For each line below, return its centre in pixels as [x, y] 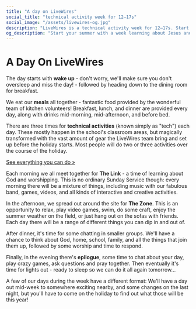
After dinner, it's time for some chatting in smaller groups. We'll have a [90, 234]
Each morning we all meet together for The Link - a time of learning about [95, 174]
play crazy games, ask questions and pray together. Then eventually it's [92, 263]
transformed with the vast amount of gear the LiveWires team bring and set [96, 139]
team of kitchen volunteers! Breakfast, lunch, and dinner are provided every [97, 108]
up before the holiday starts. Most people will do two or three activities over [97, 145]
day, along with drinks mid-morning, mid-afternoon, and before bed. [88, 115]
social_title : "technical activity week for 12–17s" [71, 17]
